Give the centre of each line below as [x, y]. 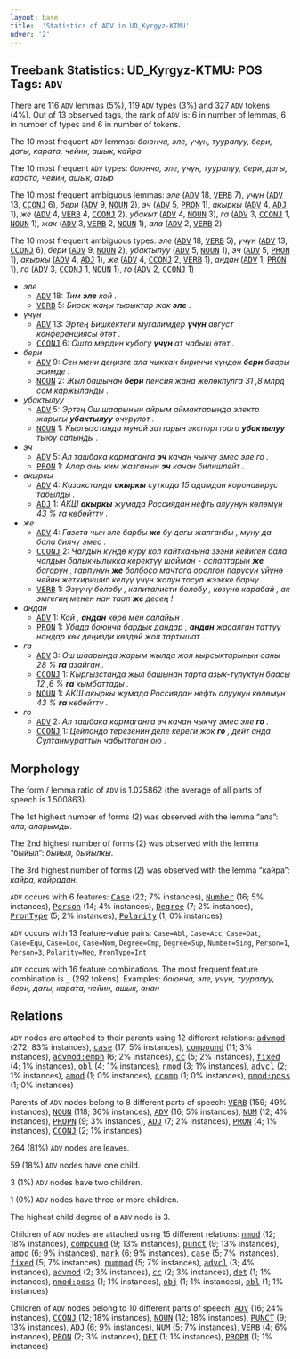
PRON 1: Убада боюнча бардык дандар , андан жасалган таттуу [158, 627]
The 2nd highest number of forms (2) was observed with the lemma [134, 843]
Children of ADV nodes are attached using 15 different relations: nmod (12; [143, 1233]
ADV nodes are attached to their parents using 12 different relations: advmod [148, 1038]
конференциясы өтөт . [78, 334]
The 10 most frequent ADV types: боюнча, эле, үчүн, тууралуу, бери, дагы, [149, 168]
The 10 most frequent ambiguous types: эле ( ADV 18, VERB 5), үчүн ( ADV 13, [149, 240]
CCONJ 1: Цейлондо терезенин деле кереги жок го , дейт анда [153, 731]
